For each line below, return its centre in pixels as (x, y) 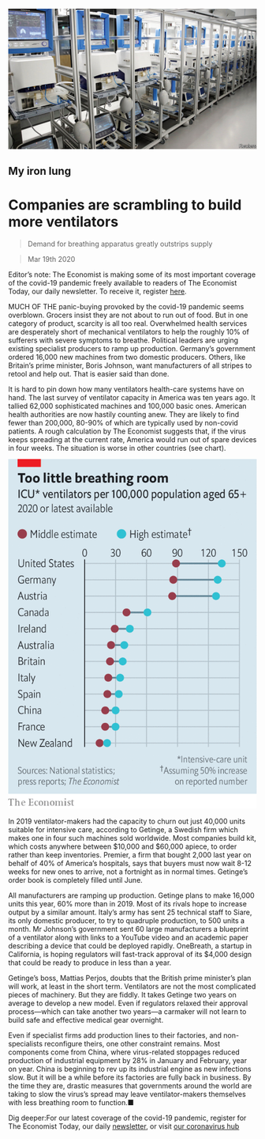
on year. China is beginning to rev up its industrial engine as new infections (130, 1069)
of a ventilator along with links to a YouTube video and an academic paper (128, 937)
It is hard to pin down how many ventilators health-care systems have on (126, 389)
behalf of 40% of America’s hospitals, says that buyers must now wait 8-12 (130, 863)
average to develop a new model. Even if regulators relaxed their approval (128, 1003)
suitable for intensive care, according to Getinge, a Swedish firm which (123, 829)
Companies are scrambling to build (125, 205)
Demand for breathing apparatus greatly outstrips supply (120, 244)
